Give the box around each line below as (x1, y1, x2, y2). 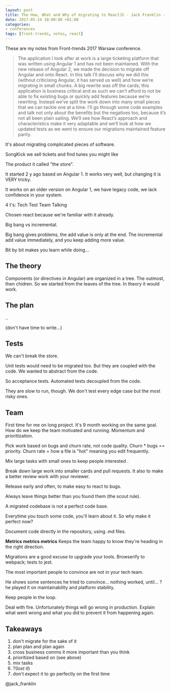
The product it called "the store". (5, 161, 74, 167)
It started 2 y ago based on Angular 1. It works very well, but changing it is (5, 171, 161, 177)
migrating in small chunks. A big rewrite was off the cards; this (17, 82, 150, 89)
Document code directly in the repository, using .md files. (5, 528, 126, 535)
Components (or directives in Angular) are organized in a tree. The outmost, (5, 275, 165, 282)
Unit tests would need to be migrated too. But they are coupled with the (5, 363, 156, 369)
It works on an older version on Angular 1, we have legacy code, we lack (5, 186, 157, 192)
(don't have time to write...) (5, 325, 62, 331)
